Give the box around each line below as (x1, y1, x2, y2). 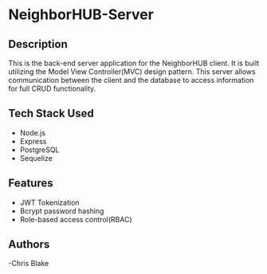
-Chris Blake (8, 259, 49, 268)
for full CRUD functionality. (8, 84, 96, 93)
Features (8, 177, 53, 190)
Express (19, 136, 47, 146)
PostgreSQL (19, 145, 60, 155)
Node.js (19, 127, 46, 137)
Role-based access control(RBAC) (19, 214, 133, 224)
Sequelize (19, 153, 53, 162)
